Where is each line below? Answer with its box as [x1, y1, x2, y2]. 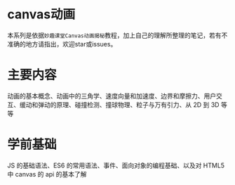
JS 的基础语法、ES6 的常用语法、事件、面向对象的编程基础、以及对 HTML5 [7, 161, 225, 170]
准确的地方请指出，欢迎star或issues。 [7, 39, 117, 48]
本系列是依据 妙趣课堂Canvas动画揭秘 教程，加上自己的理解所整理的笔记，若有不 [7, 31, 228, 39]
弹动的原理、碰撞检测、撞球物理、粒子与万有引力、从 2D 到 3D [37, 100, 220, 109]
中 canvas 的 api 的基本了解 [7, 170, 87, 178]
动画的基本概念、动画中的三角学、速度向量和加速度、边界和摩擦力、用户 [7, 91, 216, 100]
